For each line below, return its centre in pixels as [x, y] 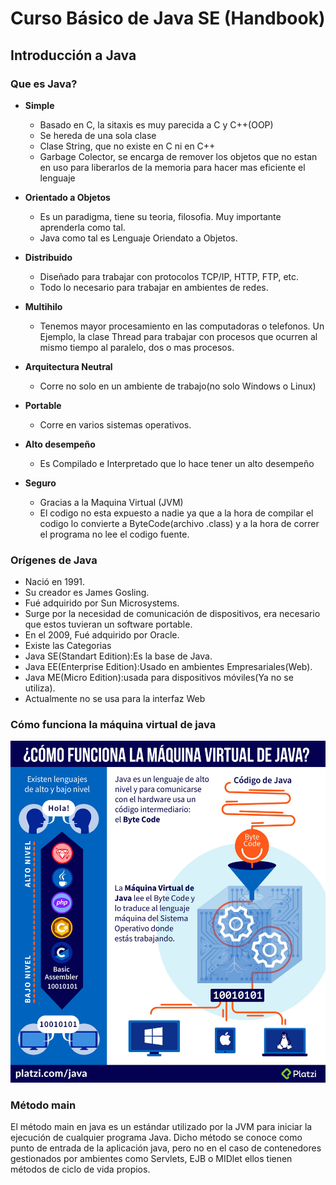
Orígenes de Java [54, 560]
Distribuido [48, 257]
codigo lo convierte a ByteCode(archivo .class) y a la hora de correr [179, 523]
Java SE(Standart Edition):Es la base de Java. [118, 656]
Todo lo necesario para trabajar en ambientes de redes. [154, 287]
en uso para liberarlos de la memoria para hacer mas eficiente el [172, 167]
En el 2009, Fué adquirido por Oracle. [102, 635]
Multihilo [43, 306]
